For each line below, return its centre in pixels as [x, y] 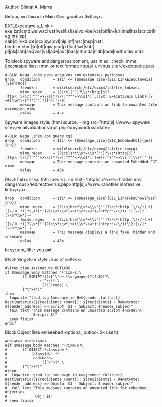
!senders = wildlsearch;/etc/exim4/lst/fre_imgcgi [79, 149]
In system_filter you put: [29, 250]
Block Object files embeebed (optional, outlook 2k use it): [62, 332]
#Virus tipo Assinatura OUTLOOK [38, 268]
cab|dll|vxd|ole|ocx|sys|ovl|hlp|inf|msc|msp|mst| [54, 41]
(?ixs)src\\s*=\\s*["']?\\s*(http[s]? [96, 153]
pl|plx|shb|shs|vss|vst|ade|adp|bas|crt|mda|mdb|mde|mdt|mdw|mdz [74, 51]
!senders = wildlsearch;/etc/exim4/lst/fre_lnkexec [80, 88]
